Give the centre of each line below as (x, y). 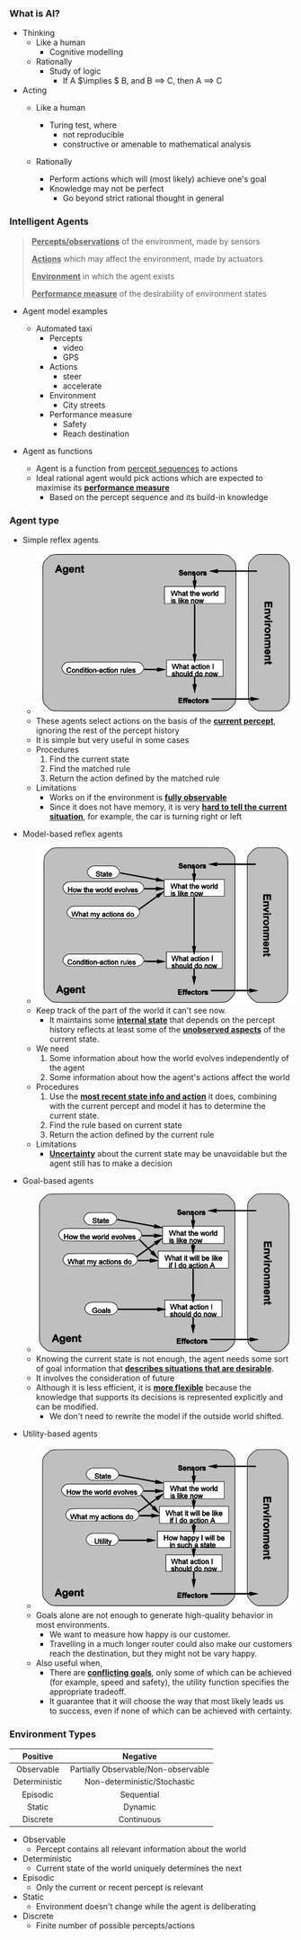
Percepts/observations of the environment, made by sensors (146, 241)
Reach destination (96, 434)
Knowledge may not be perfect (106, 189)
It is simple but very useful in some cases (112, 739)
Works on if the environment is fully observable (138, 797)
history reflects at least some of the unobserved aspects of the (167, 1029)
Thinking (39, 33)
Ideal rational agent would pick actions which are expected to (149, 478)
